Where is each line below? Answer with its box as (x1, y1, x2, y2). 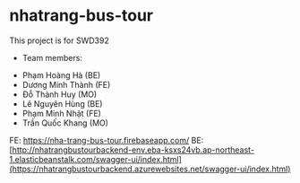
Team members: (21, 52, 83, 63)
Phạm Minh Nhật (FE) (21, 108, 101, 118)
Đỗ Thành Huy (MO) (21, 89, 98, 100)
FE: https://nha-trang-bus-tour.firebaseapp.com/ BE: (9, 135, 204, 145)
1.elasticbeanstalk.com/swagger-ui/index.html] (9, 153, 182, 164)
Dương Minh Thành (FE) (21, 79, 111, 90)
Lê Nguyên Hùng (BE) (21, 98, 103, 109)
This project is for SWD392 (9, 35, 109, 46)
